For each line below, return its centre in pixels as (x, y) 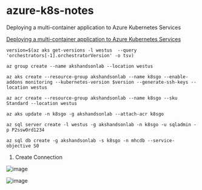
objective (19, 146)
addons (15, 82)
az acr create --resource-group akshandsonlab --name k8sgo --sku (92, 98)
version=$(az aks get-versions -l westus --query (72, 50)
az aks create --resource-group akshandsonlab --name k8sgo (84, 76)
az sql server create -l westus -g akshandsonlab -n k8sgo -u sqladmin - (102, 124)
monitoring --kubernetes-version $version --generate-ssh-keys (107, 82)
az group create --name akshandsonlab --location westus (80, 66)
